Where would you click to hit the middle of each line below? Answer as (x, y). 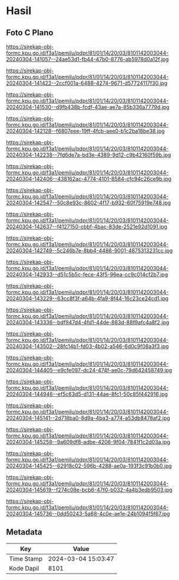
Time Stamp (26, 559)
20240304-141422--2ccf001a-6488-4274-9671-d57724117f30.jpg (87, 83)
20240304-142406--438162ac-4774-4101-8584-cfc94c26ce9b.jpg (89, 179)
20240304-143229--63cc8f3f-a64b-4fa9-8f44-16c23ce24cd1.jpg (87, 298)
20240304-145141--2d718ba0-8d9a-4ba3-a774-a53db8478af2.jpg (88, 418)
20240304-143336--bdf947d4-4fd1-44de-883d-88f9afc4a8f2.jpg (88, 322)
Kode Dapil (24, 568)
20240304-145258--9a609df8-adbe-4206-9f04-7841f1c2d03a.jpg (88, 442)
